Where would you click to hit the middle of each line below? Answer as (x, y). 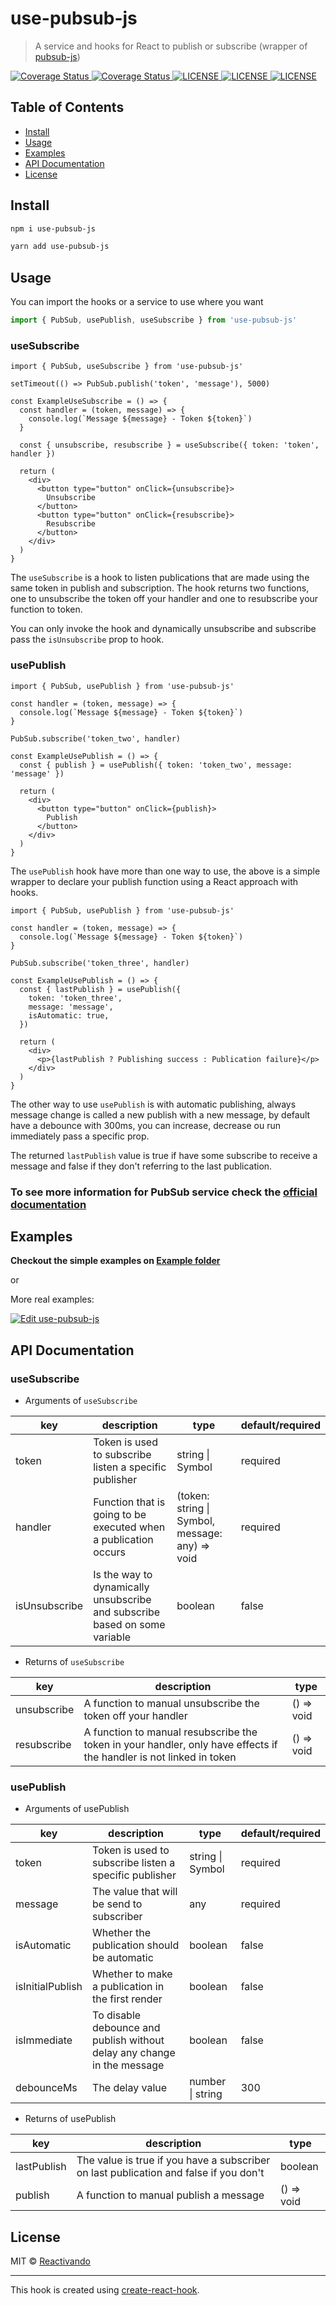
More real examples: (52, 1299)
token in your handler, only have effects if (180, 1745)
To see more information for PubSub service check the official (164, 1192)
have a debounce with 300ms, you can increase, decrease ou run (145, 1125)
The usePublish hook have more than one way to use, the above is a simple (165, 871)
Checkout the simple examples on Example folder (115, 1261)
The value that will (135, 1892)
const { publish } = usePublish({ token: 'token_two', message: (156, 765)
